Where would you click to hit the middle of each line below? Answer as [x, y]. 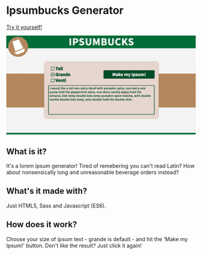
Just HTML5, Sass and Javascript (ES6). [56, 206]
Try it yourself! [24, 27]
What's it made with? [47, 191]
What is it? [26, 151]
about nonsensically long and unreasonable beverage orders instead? [93, 173]
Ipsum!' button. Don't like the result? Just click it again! [74, 245]
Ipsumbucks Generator [65, 11]
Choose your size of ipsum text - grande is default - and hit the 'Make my [97, 239]
